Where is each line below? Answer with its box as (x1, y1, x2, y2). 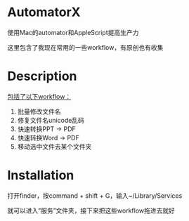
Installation (7, 168, 74, 183)
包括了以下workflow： (7, 92, 72, 100)
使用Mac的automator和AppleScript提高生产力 (7, 28, 139, 36)
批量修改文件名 (17, 107, 61, 116)
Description (7, 68, 77, 84)
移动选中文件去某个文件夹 (17, 142, 92, 151)
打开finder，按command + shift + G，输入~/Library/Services (7, 191, 183, 200)
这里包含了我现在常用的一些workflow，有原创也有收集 (7, 43, 164, 51)
